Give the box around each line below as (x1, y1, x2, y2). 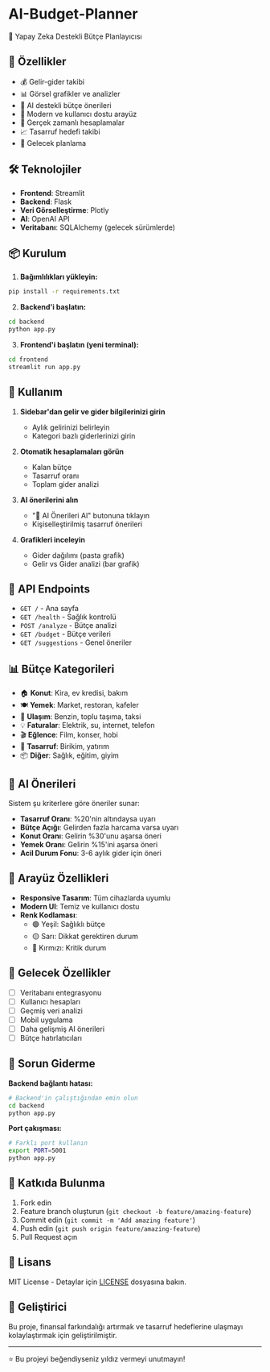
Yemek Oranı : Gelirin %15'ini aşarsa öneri (19, 840, 158, 849)
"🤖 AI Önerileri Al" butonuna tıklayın (31, 510, 150, 520)
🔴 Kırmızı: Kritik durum (31, 942, 107, 952)
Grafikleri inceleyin (19, 534, 86, 544)
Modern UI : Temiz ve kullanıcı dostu (19, 901, 140, 911)
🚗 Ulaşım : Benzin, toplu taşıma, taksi (19, 712, 141, 721)
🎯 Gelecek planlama (19, 138, 87, 148)
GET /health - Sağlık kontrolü (19, 612, 117, 622)
